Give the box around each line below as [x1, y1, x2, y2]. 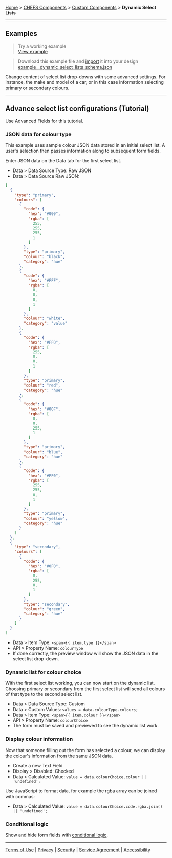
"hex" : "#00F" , [28, 406, 60, 412]
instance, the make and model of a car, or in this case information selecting [5, 79, 164, 85]
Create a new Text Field [12, 762, 63, 768]
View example [17, 48, 48, 54]
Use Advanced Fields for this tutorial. [5, 118, 83, 124]
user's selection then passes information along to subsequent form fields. [5, 147, 161, 154]
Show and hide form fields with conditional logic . [5, 832, 109, 838]
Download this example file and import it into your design [17, 58, 138, 65]
